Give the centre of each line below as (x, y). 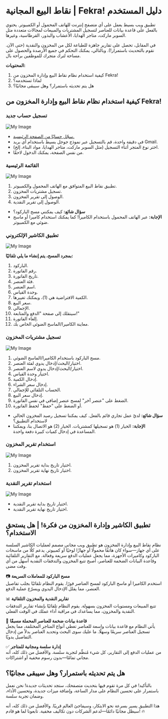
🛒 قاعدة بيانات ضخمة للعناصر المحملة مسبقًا (46, 621)
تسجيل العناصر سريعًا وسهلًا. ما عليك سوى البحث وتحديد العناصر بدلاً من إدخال (78, 631)
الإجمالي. (21, 308)
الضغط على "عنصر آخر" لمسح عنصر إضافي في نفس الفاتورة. (70, 400)
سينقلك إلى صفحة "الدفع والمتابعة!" (46, 314)
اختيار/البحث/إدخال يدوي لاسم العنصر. (48, 368)
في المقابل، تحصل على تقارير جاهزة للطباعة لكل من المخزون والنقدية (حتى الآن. (81, 45)
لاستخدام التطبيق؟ (30, 420)
